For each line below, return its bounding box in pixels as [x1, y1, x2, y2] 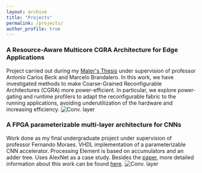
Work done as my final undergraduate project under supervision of [6, 134, 172, 142]
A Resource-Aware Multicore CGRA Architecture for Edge [6, 46, 178, 54]
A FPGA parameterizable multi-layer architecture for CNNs [6, 120, 182, 129]
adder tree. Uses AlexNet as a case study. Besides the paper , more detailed [6, 154, 194, 161]
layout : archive [6, 8, 47, 15]
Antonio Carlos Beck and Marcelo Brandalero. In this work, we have [6, 73, 174, 80]
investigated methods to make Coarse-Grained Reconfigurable [6, 80, 162, 87]
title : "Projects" [6, 15, 52, 21]
